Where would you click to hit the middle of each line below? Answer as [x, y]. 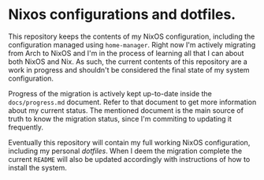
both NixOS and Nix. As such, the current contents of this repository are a [128, 62]
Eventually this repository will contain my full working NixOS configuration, [129, 142]
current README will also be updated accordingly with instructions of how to [129, 159]
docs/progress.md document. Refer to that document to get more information [132, 102]
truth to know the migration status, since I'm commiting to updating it [120, 118]
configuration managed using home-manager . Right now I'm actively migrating [132, 44]
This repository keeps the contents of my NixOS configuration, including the [132, 36]
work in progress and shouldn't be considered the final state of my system [129, 69]
